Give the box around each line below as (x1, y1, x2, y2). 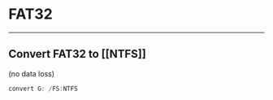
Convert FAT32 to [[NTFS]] (8, 47, 146, 61)
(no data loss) (8, 68, 55, 78)
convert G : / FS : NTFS (8, 85, 79, 93)
